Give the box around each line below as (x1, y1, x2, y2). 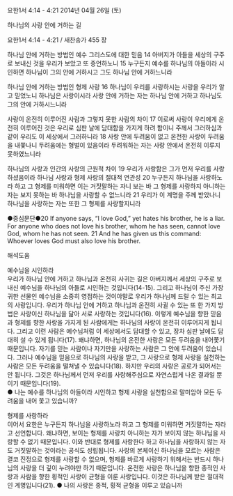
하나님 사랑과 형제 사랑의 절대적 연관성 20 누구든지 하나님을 (37, 173, 199, 181)
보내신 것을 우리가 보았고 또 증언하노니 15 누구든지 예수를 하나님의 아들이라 (14, 59, 218, 68)
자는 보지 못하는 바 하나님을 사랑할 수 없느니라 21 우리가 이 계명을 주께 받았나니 (7, 191, 221, 199)
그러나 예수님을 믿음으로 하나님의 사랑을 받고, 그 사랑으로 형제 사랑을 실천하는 (16, 353, 226, 361)
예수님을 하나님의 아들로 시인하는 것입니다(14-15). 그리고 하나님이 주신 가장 (19, 284, 224, 291)
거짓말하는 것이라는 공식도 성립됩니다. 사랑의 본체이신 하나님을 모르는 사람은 (14, 447, 221, 454)
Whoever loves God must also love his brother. (7, 237, 141, 245)
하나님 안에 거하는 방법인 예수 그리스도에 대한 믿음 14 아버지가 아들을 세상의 (7, 51, 212, 59)
